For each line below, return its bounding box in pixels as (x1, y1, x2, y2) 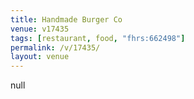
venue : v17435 (10, 24, 70, 34)
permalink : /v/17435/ (10, 42, 101, 53)
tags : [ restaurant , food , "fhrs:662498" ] (10, 33, 186, 43)
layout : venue (10, 52, 70, 62)
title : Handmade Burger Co (10, 14, 123, 25)
